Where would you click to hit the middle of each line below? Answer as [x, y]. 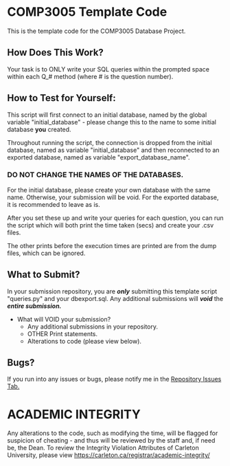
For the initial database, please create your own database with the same [109, 190]
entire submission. [34, 306]
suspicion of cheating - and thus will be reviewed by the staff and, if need [111, 441]
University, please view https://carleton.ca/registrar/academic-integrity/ [109, 455]
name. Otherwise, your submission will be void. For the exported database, [113, 197]
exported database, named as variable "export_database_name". [99, 157]
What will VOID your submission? [64, 319]
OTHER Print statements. [62, 333]
